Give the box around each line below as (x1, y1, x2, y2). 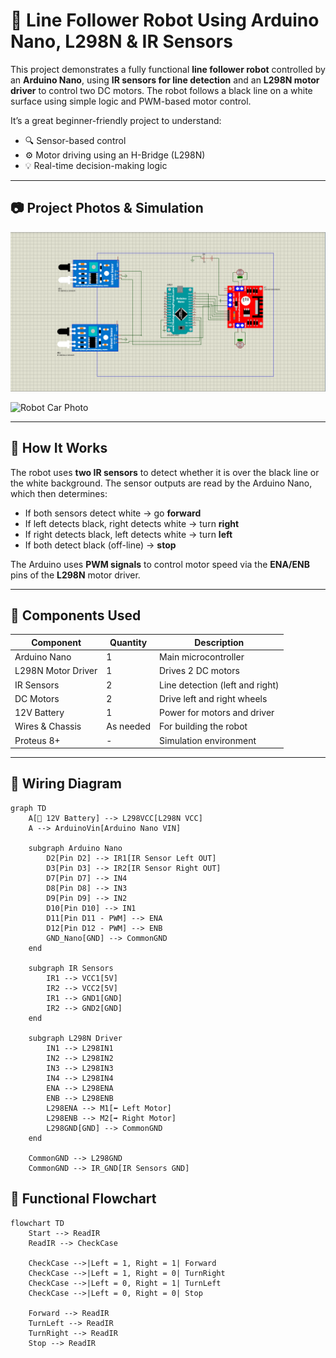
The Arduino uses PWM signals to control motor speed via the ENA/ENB (10, 558, 310, 570)
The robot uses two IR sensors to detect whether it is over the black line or (10, 466, 320, 478)
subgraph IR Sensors (28, 963, 114, 973)
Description (194, 636, 245, 648)
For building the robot (159, 720, 248, 733)
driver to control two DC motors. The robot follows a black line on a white (10, 84, 313, 96)
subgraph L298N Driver (28, 1033, 123, 1043)
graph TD (10, 803, 47, 813)
